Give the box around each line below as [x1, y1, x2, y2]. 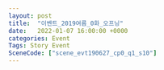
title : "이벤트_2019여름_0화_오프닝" [8, 19, 124, 27]
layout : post [8, 11, 53, 20]
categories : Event [8, 34, 70, 43]
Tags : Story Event [8, 42, 70, 50]
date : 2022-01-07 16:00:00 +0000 [8, 27, 128, 35]
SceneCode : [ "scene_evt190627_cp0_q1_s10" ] [8, 49, 158, 57]
